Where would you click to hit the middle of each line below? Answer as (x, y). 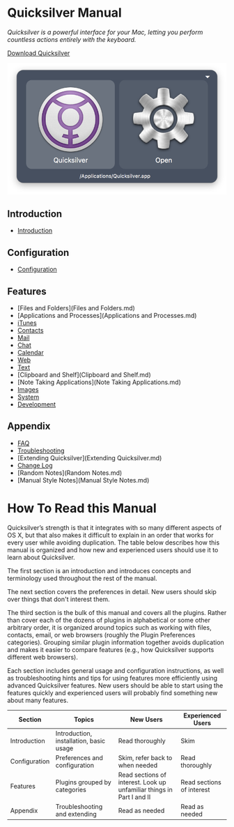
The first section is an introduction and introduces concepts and (99, 570)
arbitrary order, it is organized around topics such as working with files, (109, 627)
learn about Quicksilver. (41, 557)
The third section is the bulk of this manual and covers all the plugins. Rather (117, 612)
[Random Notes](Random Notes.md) (70, 473)
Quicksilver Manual (64, 13)
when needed (138, 765)
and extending (76, 814)
